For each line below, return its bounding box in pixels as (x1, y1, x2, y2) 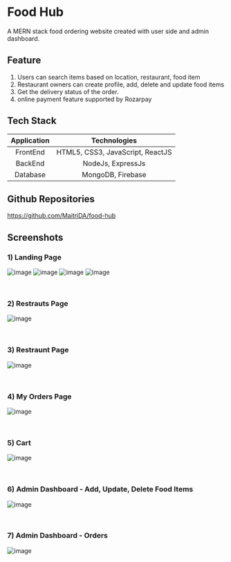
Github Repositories (7, 193, 95, 205)
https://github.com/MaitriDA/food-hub (7, 212, 116, 220)
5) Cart (7, 437, 31, 447)
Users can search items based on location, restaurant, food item (17, 73, 201, 81)
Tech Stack (7, 115, 57, 127)
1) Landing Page (7, 252, 62, 262)
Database (15, 170, 46, 179)
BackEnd (15, 158, 45, 168)
